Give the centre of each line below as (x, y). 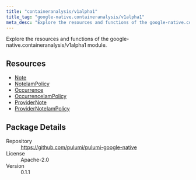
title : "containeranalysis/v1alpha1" (52, 11)
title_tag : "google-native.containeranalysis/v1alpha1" (75, 17)
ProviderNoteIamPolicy (42, 109)
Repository (19, 141)
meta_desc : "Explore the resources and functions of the (77, 22)
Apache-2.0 (35, 160)
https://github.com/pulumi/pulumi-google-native (79, 147)
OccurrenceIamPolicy (41, 96)
